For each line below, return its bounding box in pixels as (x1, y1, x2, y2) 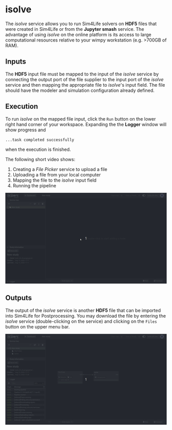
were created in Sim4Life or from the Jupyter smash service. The (5, 26, 144, 32)
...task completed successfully (5, 137, 74, 142)
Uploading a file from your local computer (12, 171, 101, 178)
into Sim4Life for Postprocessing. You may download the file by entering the (5, 312, 166, 319)
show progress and (5, 127, 46, 133)
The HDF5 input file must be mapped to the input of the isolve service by (5, 71, 159, 77)
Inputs (5, 57, 27, 66)
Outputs (5, 294, 32, 302)
